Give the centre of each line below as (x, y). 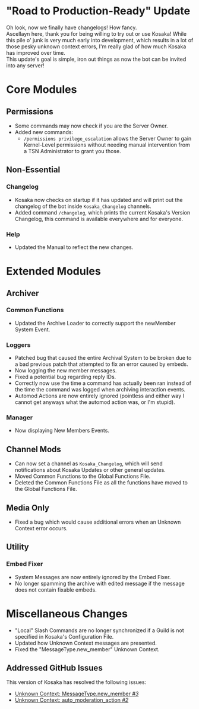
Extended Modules (53, 271)
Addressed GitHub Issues (54, 668)
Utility (18, 547)
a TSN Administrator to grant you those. (72, 151)
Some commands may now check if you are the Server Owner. (91, 126)
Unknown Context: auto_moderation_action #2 (72, 700)
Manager (20, 418)
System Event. (32, 329)
